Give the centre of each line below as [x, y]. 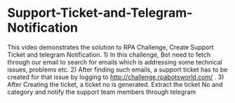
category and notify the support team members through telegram [102, 92]
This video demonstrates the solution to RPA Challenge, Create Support [110, 47]
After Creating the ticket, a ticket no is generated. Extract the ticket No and [115, 84]
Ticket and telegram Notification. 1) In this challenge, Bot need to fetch [109, 55]
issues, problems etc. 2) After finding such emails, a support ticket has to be [117, 69]
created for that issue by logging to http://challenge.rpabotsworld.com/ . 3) [116, 77]
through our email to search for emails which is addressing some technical [115, 62]
